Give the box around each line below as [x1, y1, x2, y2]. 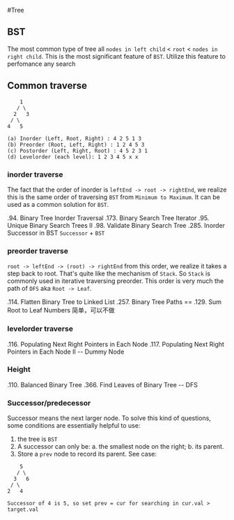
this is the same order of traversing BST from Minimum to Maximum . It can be [7, 192, 221, 201]
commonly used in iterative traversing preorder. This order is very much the [7, 277, 224, 285]
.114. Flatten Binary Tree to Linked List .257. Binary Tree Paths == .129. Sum [7, 298, 221, 306]
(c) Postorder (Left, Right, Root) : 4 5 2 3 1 [7, 147, 148, 154]
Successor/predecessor [7, 398, 91, 407]
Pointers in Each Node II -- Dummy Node [7, 347, 125, 356]
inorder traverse [7, 169, 63, 179]
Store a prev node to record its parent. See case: [17, 450, 157, 458]
